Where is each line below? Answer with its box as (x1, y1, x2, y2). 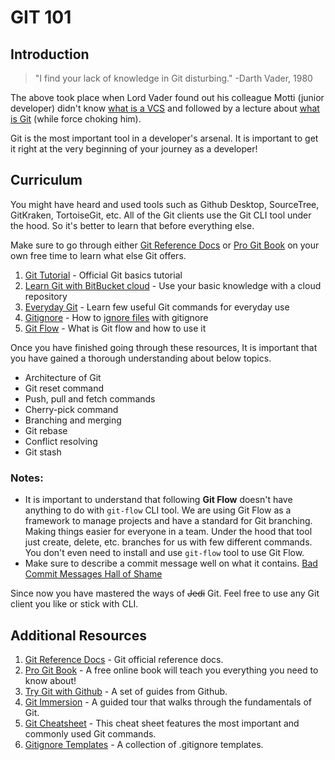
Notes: (10, 471, 44, 485)
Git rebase (24, 424, 68, 436)
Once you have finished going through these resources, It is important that (10, 341, 318, 353)
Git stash (24, 446, 62, 458)
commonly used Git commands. (24, 727, 157, 740)
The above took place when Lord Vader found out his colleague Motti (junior (10, 92, 325, 103)
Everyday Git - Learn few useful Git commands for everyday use (24, 301, 290, 313)
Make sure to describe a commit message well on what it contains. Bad (24, 557, 318, 570)
